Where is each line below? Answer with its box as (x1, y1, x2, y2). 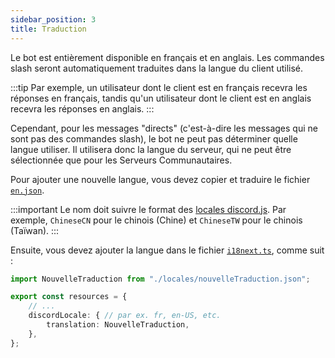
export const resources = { (10, 292, 128, 302)
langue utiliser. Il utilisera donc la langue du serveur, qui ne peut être (10, 143, 292, 155)
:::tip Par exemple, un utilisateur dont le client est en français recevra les (10, 81, 308, 93)
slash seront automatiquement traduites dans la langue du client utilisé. (10, 62, 304, 74)
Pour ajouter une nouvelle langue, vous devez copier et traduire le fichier (10, 173, 311, 185)
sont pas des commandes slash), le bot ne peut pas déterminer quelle (10, 132, 298, 145)
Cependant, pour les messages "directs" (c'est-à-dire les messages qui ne (10, 122, 318, 134)
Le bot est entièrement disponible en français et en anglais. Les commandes (10, 51, 325, 63)
